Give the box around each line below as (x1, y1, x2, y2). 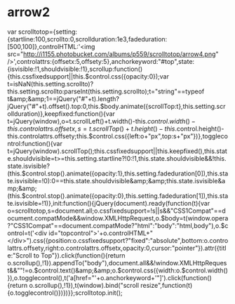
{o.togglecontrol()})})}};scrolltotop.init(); (7, 289, 123, 297)
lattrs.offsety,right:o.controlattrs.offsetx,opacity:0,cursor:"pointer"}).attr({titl (7, 244, 227, 252)
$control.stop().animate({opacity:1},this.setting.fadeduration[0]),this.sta (21, 169, 229, 178)
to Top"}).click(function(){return (33, 251, 126, 260)
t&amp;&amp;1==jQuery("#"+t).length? (7, 94, 119, 103)
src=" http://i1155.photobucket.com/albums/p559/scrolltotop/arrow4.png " (7, 50, 219, 58)
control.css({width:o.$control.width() (121, 266, 228, 275)
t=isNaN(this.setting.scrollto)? (7, 79, 94, 88)
